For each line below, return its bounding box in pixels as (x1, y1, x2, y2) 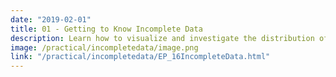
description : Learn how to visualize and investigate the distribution (10, 33, 315, 43)
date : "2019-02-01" (10, 14, 92, 25)
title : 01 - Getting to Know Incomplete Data (10, 24, 203, 34)
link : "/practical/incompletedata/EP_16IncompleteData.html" (10, 52, 271, 62)
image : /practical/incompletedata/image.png (10, 42, 199, 53)
